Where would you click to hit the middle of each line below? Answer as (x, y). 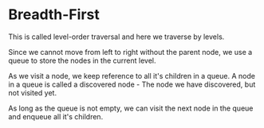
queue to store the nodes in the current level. (82, 60)
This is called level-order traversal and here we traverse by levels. (116, 37)
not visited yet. (33, 92)
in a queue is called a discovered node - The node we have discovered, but (132, 84)
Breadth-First (54, 15)
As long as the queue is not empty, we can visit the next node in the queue (131, 108)
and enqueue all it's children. (56, 116)
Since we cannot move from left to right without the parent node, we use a (130, 52)
